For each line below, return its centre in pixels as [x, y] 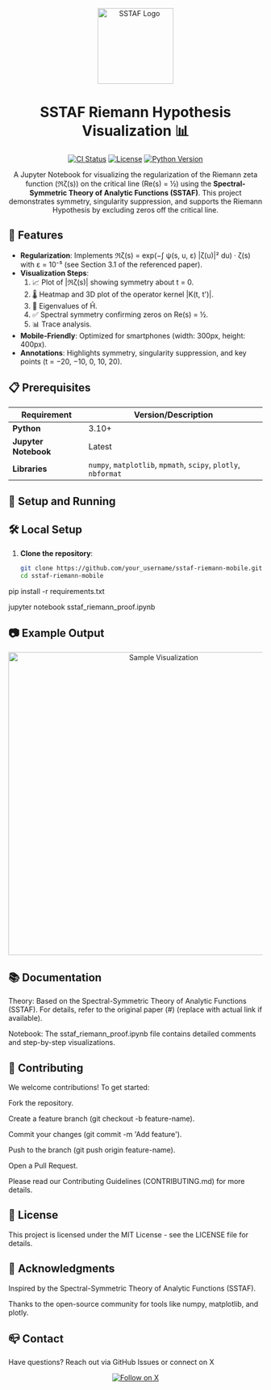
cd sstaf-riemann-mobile [62, 575]
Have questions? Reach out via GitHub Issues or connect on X [111, 1363]
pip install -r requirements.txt [56, 591]
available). [25, 1018]
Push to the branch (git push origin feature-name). [92, 1150]
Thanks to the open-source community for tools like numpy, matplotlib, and [133, 1304]
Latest [100, 446]
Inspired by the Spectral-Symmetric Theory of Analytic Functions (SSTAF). [132, 1288]
